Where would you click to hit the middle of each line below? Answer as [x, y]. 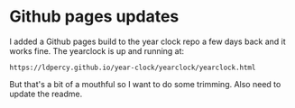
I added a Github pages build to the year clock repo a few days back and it [147, 41]
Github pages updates [94, 17]
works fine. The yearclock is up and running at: [97, 50]
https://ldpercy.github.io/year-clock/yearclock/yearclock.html [133, 67]
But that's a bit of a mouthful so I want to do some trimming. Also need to [145, 84]
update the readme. [46, 94]
